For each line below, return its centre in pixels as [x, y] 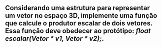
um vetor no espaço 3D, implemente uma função [81, 16]
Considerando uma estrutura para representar [78, 8]
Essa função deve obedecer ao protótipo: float [78, 31]
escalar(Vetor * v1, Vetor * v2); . [55, 39]
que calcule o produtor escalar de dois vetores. [79, 23]
